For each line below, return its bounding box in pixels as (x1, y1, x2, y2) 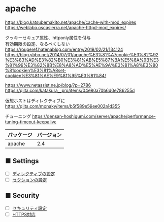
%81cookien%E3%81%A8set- (5, 67, 66, 73)
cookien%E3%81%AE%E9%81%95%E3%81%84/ (5, 73, 107, 78)
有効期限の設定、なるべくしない (5, 40, 70, 47)
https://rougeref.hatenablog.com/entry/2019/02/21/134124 (5, 46, 123, 52)
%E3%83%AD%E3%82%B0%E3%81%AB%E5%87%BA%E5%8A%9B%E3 (5, 57, 159, 63)
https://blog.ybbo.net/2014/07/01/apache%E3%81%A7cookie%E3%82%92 (5, 51, 159, 57)
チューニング (5, 113, 31, 119)
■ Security (5, 191, 39, 200)
